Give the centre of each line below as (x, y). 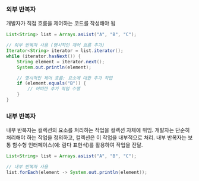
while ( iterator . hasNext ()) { (44, 56)
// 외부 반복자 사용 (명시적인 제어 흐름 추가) (56, 46)
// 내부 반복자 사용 (27, 167)
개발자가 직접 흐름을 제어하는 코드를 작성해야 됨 (61, 23)
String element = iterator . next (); (61, 62)
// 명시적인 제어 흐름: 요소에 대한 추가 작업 (65, 78)
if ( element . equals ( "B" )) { (51, 83)
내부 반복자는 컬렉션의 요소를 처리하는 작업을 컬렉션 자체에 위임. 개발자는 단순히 (98, 130)
